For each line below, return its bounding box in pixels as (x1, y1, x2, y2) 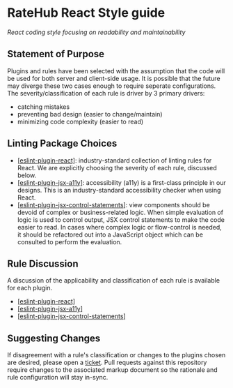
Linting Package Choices (7, 137, 118, 149)
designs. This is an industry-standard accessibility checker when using (17, 186, 221, 194)
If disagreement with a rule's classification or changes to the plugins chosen (7, 351, 226, 359)
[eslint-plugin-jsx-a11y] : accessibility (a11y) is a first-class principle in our (17, 178, 226, 186)
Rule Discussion (7, 258, 79, 269)
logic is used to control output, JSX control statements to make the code (17, 215, 225, 224)
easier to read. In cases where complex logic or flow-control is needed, (17, 223, 223, 231)
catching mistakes (17, 103, 70, 111)
